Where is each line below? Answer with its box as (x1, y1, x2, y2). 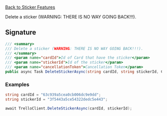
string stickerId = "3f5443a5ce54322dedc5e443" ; (5, 97, 108, 102)
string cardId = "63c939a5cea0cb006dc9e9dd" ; (5, 92, 101, 98)
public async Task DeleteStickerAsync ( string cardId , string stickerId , (5, 69, 159, 74)
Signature (5, 28, 36, 37)
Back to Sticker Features (5, 4, 56, 10)
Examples (5, 81, 30, 88)
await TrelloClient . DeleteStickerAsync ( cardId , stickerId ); (5, 106, 133, 111)
